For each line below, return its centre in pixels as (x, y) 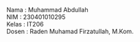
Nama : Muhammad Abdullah (47, 10)
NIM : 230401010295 (36, 17)
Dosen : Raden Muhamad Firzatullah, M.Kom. (70, 31)
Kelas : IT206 (25, 24)
